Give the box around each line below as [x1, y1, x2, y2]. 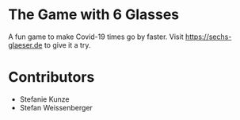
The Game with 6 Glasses [8, 6, 180, 24]
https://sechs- [185, 32, 232, 41]
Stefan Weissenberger [19, 103, 93, 112]
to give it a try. [44, 40, 91, 49]
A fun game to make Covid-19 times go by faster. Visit [8, 32, 184, 41]
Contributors [8, 68, 95, 87]
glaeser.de [8, 40, 43, 49]
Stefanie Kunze [19, 94, 70, 104]
